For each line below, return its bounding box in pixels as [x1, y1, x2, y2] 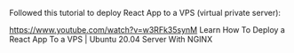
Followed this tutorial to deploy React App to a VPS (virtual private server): [9, 8, 282, 18]
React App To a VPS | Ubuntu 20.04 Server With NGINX [9, 34, 213, 44]
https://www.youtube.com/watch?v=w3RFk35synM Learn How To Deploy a [9, 25, 286, 34]
